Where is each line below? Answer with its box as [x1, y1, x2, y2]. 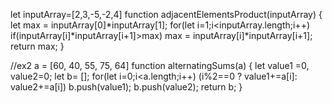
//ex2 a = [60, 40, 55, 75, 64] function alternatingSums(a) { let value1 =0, [10, 60, 310, 71]
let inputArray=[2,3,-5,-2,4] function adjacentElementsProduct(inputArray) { [10, 9, 323, 20]
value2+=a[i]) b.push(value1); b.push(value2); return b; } [10, 81, 243, 93]
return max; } [10, 40, 65, 52]
